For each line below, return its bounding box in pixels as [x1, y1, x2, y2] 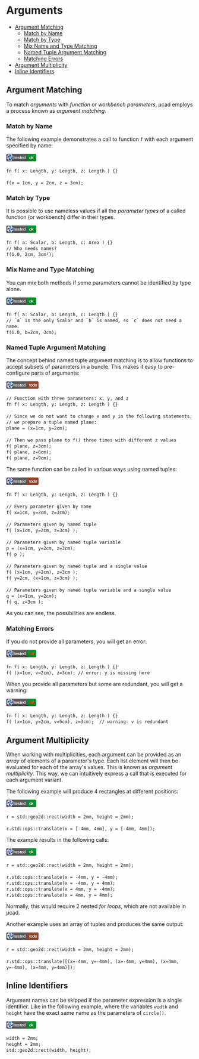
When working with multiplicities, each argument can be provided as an [6, 751, 182, 758]
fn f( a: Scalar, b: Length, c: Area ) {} [6, 240, 113, 246]
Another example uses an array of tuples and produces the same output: [6, 921, 184, 928]
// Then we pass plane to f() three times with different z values [6, 437, 177, 443]
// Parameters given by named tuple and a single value [6, 563, 147, 569]
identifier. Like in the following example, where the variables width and [6, 1003, 178, 1010]
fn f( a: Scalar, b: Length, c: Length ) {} [6, 311, 118, 317]
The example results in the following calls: [6, 836, 109, 844]
